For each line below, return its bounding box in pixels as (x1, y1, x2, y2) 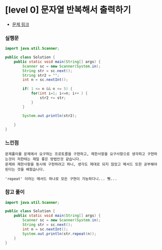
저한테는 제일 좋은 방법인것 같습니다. (16, 157, 81, 162)
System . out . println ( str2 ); (22, 114, 77, 118)
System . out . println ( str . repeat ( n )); (22, 231, 97, 236)
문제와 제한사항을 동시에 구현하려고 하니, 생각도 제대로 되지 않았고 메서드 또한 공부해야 (5, 162, 158, 167)
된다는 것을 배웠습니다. (5, 167, 45, 172)
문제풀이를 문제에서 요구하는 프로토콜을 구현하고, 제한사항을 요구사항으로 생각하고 (5, 151, 146, 157)
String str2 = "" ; (22, 73, 60, 78)
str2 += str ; (39, 95, 66, 100)
